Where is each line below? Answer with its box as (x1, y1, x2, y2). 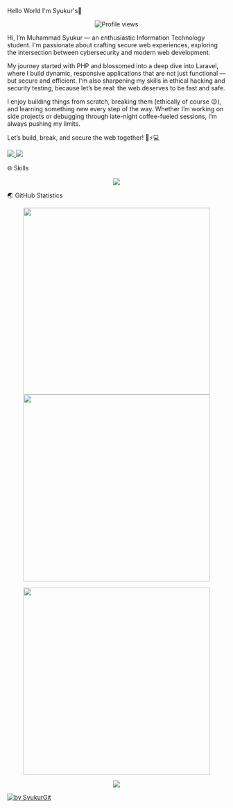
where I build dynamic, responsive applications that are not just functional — (7, 70, 226, 77)
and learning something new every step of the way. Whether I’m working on (7, 105, 224, 113)
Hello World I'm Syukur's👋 (7, 7, 82, 15)
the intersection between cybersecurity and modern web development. (7, 49, 211, 56)
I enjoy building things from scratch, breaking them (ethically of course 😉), (7, 97, 222, 106)
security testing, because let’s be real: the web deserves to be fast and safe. (7, 84, 225, 92)
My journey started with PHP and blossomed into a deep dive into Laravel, (7, 62, 219, 70)
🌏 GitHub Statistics (7, 191, 63, 200)
